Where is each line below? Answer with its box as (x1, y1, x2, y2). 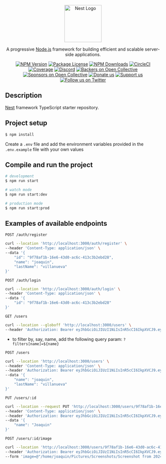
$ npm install (5, 132, 35, 137)
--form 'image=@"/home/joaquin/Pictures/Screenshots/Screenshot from (5, 454, 152, 459)
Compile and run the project (5, 160, 93, 169)
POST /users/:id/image (5, 436, 52, 441)
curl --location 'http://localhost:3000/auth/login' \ (5, 286, 121, 291)
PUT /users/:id (5, 395, 37, 400)
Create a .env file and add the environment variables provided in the (5, 141, 144, 147)
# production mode (5, 201, 43, 206)
